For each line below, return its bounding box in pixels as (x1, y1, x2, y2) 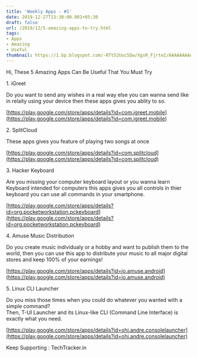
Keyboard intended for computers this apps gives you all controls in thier (6, 184, 182, 191)
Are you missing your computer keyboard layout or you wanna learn (6, 178, 170, 185)
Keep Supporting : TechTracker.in (6, 344, 87, 351)
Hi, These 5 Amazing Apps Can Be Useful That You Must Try (6, 68, 152, 75)
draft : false (6, 19, 38, 25)
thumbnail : (6, 52, 33, 58)
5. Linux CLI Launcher (6, 285, 59, 292)
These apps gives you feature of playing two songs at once (6, 137, 150, 144)
